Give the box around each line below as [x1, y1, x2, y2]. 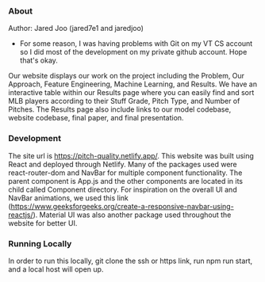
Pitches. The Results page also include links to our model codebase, [8, 105, 232, 114]
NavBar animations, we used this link [8, 192, 129, 203]
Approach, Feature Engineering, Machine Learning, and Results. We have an [8, 79, 258, 89]
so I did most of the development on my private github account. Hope [19, 48, 248, 57]
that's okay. [19, 55, 58, 65]
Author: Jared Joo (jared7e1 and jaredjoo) [8, 24, 144, 33]
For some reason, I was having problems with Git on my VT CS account [19, 39, 253, 48]
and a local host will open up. [8, 264, 104, 274]
